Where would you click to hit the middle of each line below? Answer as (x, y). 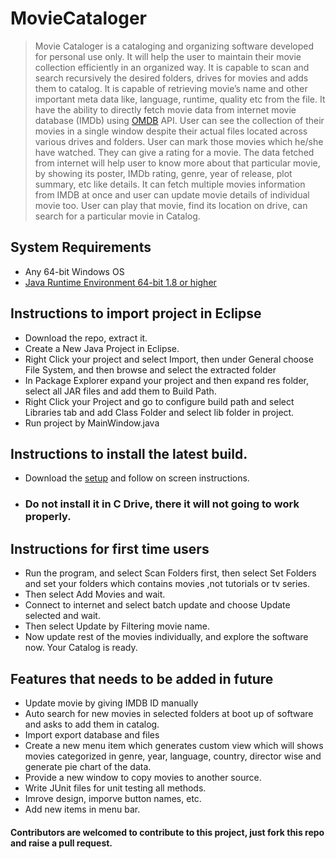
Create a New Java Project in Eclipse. (102, 348)
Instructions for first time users (110, 548)
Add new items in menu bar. (82, 809)
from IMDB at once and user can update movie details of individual (172, 194)
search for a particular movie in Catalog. (117, 216)
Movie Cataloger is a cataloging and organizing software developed (174, 46)
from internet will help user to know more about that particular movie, (177, 163)
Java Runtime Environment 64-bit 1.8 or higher (120, 282)
